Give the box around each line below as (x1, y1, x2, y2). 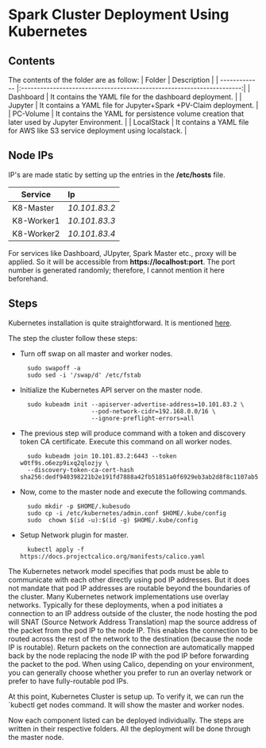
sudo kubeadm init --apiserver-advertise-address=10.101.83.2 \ (27, 400, 245, 409)
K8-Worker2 (12, 228, 60, 239)
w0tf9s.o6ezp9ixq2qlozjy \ (19, 459, 110, 467)
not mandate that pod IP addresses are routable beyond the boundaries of (8, 583, 251, 593)
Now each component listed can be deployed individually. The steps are (8, 715, 245, 725)
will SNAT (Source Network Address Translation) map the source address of (8, 617, 257, 626)
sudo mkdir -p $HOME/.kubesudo (27, 502, 131, 510)
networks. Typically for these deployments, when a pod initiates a (8, 600, 224, 610)
